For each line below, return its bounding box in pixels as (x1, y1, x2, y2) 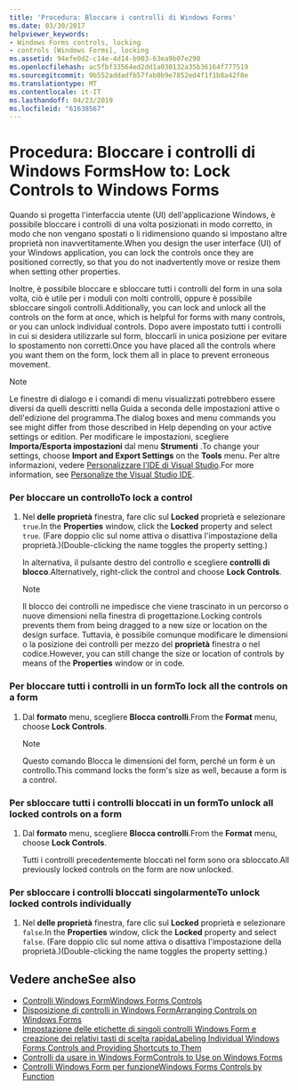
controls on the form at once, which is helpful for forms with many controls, (9, 312, 286, 323)
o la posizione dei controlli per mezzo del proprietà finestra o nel (21, 639, 261, 650)
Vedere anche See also (9, 972, 136, 987)
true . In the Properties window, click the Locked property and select (21, 521, 273, 532)
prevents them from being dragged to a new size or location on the (21, 620, 268, 631)
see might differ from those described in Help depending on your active (9, 422, 272, 432)
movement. (9, 359, 51, 370)
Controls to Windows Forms (9, 180, 220, 200)
